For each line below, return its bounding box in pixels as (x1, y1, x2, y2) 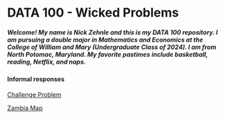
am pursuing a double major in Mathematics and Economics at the (7, 35, 204, 44)
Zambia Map (7, 104, 43, 112)
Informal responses (7, 75, 65, 84)
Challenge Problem (7, 90, 62, 98)
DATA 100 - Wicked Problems (7, 5, 179, 21)
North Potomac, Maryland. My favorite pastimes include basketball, (7, 50, 208, 58)
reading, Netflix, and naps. (7, 57, 87, 66)
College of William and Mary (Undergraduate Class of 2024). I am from (7, 43, 217, 51)
